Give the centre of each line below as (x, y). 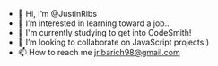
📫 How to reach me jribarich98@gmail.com (99, 52)
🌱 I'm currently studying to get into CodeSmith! (105, 33)
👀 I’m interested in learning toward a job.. (93, 23)
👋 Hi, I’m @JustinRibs (57, 14)
